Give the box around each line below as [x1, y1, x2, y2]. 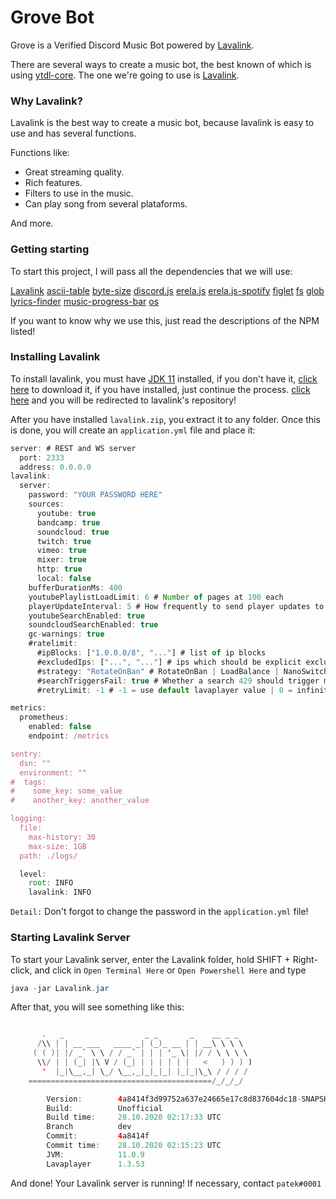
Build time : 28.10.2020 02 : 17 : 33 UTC [46, 1112, 222, 1123]
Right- [292, 953, 318, 965]
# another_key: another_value [10, 796, 150, 806]
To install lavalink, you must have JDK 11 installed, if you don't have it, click [10, 372, 318, 385]
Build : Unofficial [46, 1103, 163, 1113]
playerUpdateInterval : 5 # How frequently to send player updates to [28, 601, 325, 611]
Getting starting [10, 242, 90, 256]
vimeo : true [36, 546, 87, 556]
